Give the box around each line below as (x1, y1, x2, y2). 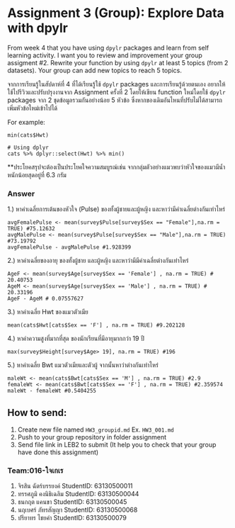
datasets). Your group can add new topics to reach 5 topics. (7, 66, 183, 74)
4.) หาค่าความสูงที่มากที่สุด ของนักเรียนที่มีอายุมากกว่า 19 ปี (7, 335, 145, 343)
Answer (7, 189, 35, 198)
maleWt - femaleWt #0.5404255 (7, 388, 97, 395)
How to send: (7, 406, 67, 419)
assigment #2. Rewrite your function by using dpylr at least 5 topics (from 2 (7, 58, 229, 67)
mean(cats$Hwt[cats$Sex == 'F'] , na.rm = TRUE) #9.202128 (7, 322, 185, 329)
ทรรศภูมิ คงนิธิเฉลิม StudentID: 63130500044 (17, 490, 139, 498)
